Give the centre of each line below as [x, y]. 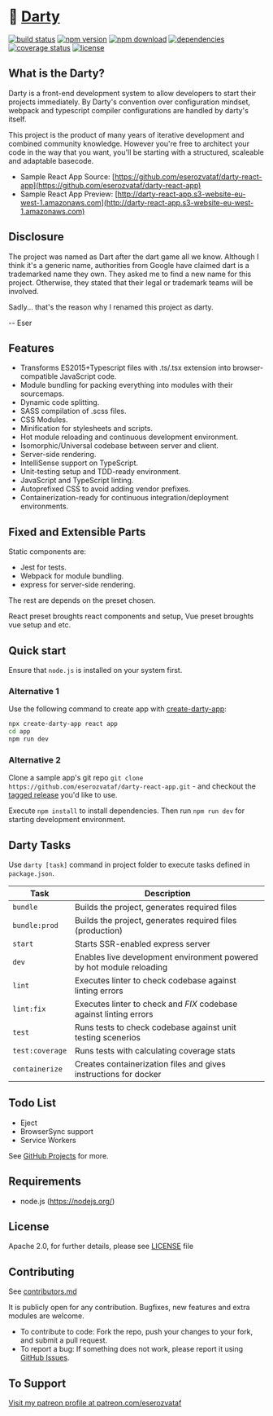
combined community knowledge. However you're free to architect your [129, 143]
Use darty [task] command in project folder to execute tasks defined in [129, 865]
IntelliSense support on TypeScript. [79, 463]
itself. [17, 119]
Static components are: [48, 552]
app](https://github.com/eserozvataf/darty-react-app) [110, 185]
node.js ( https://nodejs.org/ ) [67, 1201]
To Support [37, 1383]
